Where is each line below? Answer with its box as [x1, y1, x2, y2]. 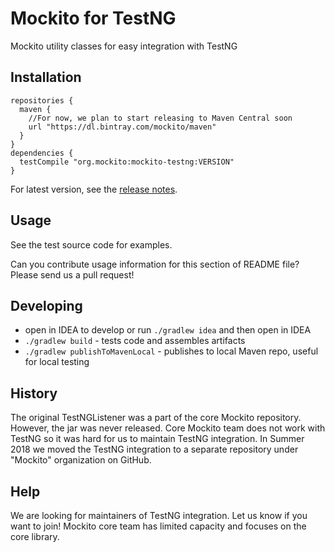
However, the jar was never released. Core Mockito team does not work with [10, 422, 326, 434]
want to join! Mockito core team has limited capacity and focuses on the [10, 520, 307, 532]
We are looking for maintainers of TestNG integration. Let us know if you [10, 510, 308, 521]
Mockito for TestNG [10, 7, 177, 30]
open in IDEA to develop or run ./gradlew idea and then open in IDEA [24, 324, 312, 336]
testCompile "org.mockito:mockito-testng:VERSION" [19, 157, 235, 167]
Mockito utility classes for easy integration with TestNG [10, 40, 238, 52]
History [10, 385, 58, 402]
